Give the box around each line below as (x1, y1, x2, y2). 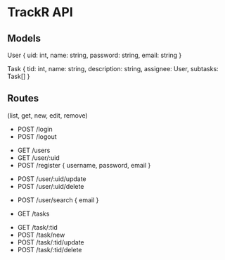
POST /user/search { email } (17, 195, 99, 204)
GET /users (17, 146, 51, 154)
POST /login (17, 125, 53, 133)
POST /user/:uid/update (17, 174, 86, 183)
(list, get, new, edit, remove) (7, 111, 88, 120)
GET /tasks (17, 209, 50, 218)
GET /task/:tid (17, 223, 58, 231)
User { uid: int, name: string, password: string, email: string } (7, 51, 182, 59)
